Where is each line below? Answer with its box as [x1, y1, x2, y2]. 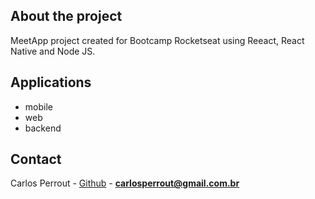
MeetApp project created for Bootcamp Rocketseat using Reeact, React [10, 34, 305, 46]
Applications [10, 74, 92, 91]
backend [24, 122, 62, 134]
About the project [10, 8, 123, 25]
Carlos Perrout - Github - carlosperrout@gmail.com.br [10, 177, 240, 189]
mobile [24, 100, 53, 113]
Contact [10, 151, 62, 168]
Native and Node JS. [10, 45, 96, 57]
